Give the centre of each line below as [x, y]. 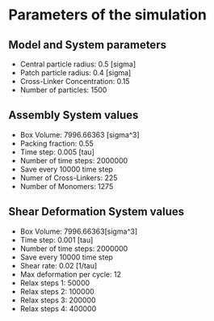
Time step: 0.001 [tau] [57, 239]
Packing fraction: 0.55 [57, 143]
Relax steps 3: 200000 [58, 300]
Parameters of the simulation [108, 15]
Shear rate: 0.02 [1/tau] [59, 265]
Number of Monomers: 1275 [67, 186]
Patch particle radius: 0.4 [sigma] [76, 73]
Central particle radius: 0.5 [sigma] [78, 64]
